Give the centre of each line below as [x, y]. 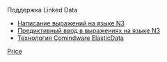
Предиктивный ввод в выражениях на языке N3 [89, 31]
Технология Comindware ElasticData [70, 38]
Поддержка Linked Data [42, 10]
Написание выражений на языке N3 [71, 23]
